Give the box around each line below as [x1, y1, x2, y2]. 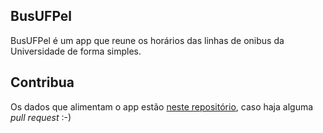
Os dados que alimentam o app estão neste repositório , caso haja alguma [10, 100, 314, 113]
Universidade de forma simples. [10, 45, 142, 57]
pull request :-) [10, 111, 72, 123]
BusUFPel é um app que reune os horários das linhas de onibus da [10, 34, 285, 46]
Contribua [10, 74, 75, 91]
